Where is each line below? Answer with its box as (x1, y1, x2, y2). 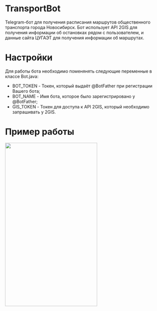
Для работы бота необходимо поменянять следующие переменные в (5, 68, 152, 74)
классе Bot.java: (5, 73, 39, 79)
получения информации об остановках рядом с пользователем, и (5, 29, 144, 35)
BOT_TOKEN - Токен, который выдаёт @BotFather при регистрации (12, 83, 153, 89)
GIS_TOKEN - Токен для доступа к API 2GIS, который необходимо (12, 104, 150, 109)
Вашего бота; (12, 88, 41, 94)
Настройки (5, 52, 53, 63)
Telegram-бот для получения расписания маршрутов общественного (5, 19, 151, 25)
